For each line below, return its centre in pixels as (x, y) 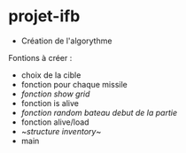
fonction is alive (50, 103)
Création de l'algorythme (66, 41)
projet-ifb (44, 16)
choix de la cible (51, 75)
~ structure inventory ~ (61, 131)
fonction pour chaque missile (74, 84)
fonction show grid (55, 94)
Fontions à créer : (40, 57)
